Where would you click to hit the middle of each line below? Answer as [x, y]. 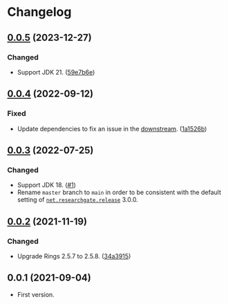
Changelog [39, 12]
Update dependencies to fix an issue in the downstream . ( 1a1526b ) [112, 129]
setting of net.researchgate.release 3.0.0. [77, 200]
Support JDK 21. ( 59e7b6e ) [56, 72]
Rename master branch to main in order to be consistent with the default [119, 192]
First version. [36, 294]
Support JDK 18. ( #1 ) [46, 185]
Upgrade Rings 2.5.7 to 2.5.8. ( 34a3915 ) [74, 256]
